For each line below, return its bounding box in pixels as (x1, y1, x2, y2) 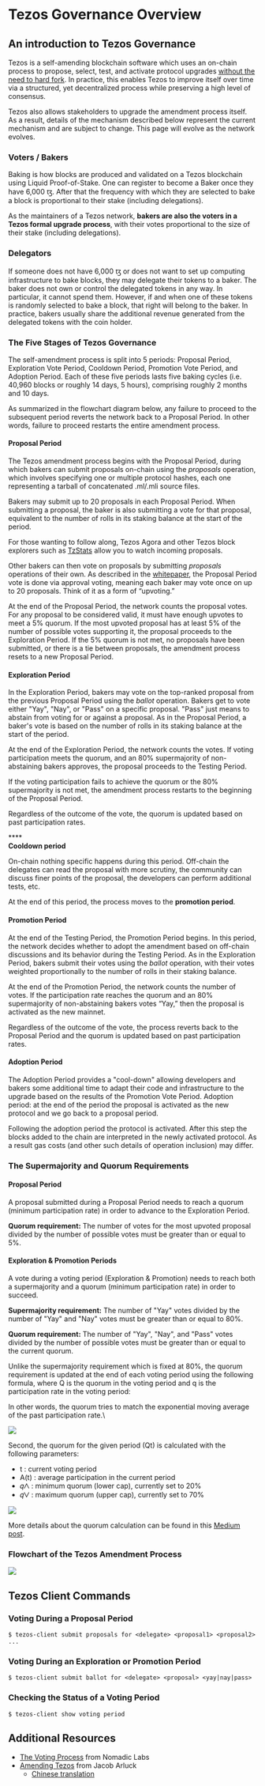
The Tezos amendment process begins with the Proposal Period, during (8, 456, 241, 466)
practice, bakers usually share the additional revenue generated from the (8, 308, 245, 318)
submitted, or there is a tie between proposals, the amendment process (8, 644, 241, 653)
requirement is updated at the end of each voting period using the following (8, 1370, 254, 1380)
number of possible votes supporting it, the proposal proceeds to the (8, 627, 233, 636)
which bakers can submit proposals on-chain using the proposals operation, (8, 465, 256, 474)
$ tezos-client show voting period (8, 1710, 125, 1718)
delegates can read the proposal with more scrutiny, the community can (8, 865, 242, 874)
